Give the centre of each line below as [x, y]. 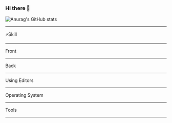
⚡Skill [11, 34]
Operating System [24, 95]
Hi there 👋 [18, 8]
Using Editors [19, 80]
